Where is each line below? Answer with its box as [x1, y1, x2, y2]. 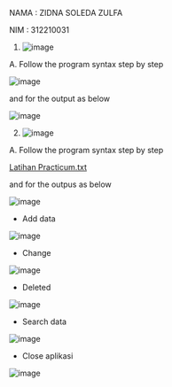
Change [21, 248, 51, 258]
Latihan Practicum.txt [9, 162, 87, 172]
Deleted [21, 283, 51, 292]
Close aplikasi [21, 351, 74, 361]
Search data [21, 316, 67, 327]
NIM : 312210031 [9, 25, 69, 35]
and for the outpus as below [9, 179, 113, 190]
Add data [21, 213, 56, 224]
